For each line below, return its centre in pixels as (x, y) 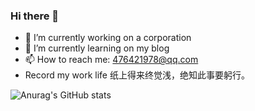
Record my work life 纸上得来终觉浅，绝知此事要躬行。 (137, 75)
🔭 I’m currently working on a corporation (108, 38)
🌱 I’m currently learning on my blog (97, 48)
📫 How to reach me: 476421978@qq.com (111, 60)
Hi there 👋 (35, 16)
